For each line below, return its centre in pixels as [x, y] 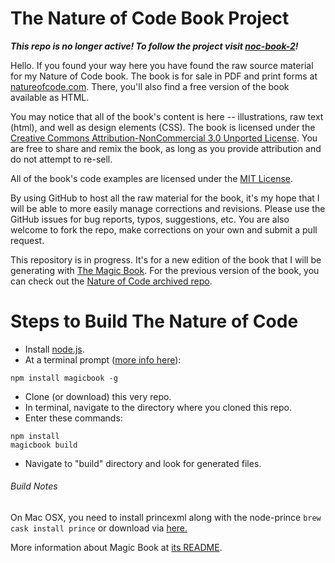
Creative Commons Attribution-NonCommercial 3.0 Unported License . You [164, 138]
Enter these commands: [73, 418]
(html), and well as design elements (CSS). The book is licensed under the [163, 127]
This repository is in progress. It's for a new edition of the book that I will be [166, 259]
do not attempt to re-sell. [61, 159]
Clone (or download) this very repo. [98, 396]
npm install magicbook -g [64, 378]
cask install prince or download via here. [99, 528]
